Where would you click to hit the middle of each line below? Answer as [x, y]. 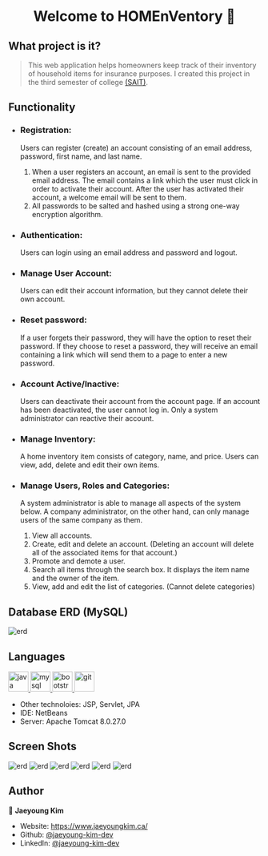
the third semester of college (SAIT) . [88, 82]
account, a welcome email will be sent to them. [109, 197]
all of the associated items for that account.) [104, 553]
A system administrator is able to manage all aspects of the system [130, 503]
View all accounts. [62, 535]
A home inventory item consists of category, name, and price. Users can [139, 457]
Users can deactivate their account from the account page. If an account [140, 401]
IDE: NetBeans [44, 713]
